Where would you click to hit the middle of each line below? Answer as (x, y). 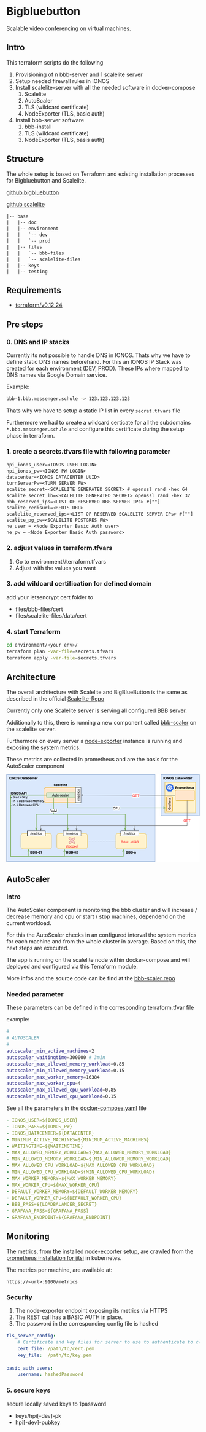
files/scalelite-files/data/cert (51, 615)
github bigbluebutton (33, 192)
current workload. (29, 923)
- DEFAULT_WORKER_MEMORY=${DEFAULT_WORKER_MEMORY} (72, 1191)
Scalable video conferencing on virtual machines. (69, 28)
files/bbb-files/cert (39, 609)
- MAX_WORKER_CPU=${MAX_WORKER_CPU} (53, 1185)
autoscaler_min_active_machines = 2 (51, 1051)
